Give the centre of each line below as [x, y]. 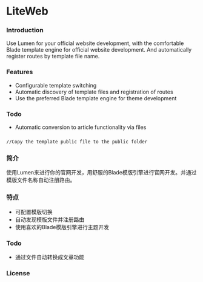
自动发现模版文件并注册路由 [50, 219]
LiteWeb [27, 11]
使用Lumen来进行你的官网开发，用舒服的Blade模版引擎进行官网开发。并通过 [101, 173]
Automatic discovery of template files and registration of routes [94, 92]
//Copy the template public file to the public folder [77, 142]
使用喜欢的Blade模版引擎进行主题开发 [62, 227]
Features [20, 72]
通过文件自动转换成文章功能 [50, 257]
